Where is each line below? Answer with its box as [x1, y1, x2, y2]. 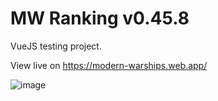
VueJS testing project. [10, 40, 102, 52]
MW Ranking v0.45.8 [10, 7, 190, 30]
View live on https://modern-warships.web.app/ [10, 59, 208, 71]
